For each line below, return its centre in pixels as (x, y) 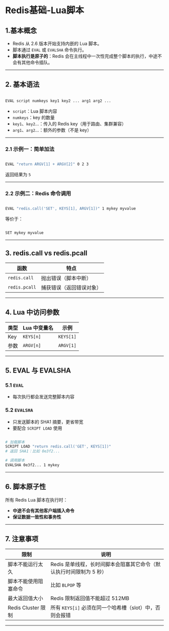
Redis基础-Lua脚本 (45, 10)
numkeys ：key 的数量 (33, 117)
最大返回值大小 (26, 598)
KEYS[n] (32, 336)
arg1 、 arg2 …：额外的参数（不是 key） (52, 130)
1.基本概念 (21, 30)
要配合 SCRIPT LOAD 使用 (37, 428)
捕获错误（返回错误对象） (71, 288)
